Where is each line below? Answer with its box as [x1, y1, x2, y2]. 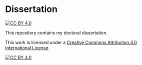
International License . [5, 44, 50, 50]
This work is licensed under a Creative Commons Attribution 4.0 [5, 39, 137, 45]
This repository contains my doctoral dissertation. [5, 29, 107, 35]
